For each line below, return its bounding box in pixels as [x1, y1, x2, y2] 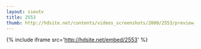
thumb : [6, 20, 23, 26]
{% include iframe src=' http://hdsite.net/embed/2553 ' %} [6, 36, 148, 44]
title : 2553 [6, 14, 36, 20]
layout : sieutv [6, 8, 44, 15]
